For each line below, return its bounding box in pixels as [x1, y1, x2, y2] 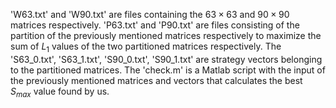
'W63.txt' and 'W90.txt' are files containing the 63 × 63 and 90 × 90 [10, 9, 290, 20]
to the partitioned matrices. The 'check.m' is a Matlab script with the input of [10, 64, 326, 76]
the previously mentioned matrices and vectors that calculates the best [10, 74, 303, 86]
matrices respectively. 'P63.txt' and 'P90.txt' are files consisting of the [10, 19, 300, 31]
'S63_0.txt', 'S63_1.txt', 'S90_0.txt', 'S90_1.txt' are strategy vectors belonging [10, 53, 323, 65]
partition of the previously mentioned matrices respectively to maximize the [10, 30, 322, 41]
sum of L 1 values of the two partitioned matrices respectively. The [10, 40, 282, 54]
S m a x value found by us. [10, 85, 110, 99]
